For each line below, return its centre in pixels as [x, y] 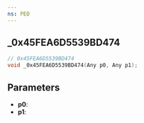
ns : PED [19, 14]
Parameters [34, 87]
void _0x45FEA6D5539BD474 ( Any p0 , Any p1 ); [73, 65]
